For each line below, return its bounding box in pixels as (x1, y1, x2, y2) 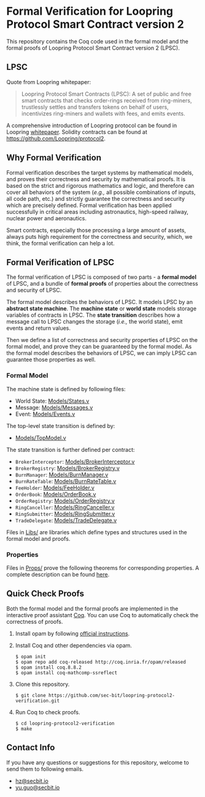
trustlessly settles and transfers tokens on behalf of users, (21, 103, 169, 111)
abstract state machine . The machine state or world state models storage (6, 305, 197, 313)
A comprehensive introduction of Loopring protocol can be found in (6, 122, 177, 129)
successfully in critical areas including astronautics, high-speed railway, (6, 208, 188, 216)
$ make (15, 726, 33, 732)
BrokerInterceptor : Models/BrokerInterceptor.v (15, 457, 135, 465)
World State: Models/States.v (15, 397, 90, 405)
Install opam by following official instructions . (15, 629, 130, 637)
